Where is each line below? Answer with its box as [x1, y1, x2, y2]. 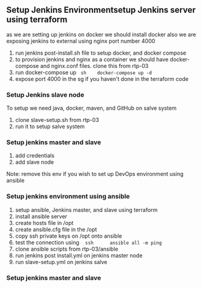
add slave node [15, 159, 54, 166]
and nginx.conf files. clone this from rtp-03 [40, 62, 149, 69]
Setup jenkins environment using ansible [6, 192, 130, 201]
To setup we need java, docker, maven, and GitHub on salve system [6, 104, 177, 112]
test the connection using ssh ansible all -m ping [15, 238, 162, 246]
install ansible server [15, 213, 68, 220]
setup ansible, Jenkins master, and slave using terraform [15, 206, 158, 213]
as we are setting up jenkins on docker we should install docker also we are [6, 31, 197, 38]
